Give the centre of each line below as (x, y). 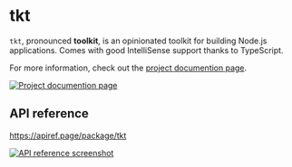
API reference (49, 114)
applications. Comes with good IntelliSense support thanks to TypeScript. (146, 50)
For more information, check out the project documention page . (128, 68)
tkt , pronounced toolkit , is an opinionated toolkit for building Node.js (138, 41)
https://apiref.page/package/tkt (68, 135)
